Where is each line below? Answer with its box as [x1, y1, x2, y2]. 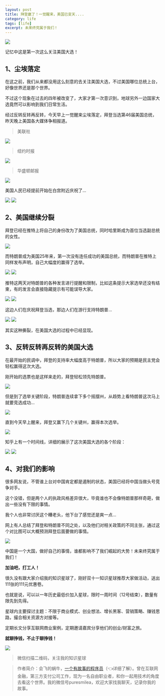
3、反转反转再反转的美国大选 [5, 343, 93, 352]
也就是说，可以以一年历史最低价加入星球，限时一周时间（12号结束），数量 [5, 592, 154, 598]
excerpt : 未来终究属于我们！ [5, 26, 58, 30]
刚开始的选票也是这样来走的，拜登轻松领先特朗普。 [5, 373, 109, 379]
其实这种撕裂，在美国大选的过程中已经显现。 [5, 327, 96, 333]
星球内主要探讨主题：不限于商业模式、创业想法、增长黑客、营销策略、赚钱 [5, 608, 156, 614]
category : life [5, 16, 36, 21]
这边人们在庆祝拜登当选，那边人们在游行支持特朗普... [5, 306, 112, 312]
